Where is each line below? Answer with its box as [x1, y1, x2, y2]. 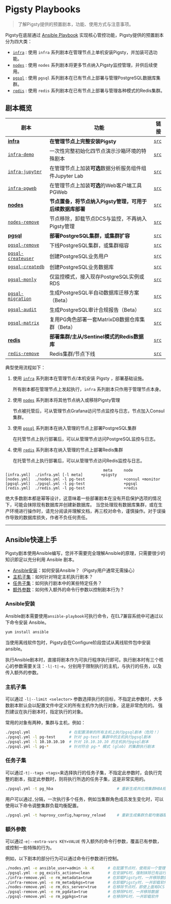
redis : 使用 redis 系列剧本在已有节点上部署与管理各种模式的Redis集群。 [12, 87, 165, 93]
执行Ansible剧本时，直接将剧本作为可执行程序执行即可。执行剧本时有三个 [5, 656, 159, 663]
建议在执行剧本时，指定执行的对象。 [9, 708, 85, 715]
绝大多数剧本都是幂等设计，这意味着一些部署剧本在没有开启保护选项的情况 [5, 495, 161, 501]
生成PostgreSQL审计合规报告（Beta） [49, 306, 140, 313]
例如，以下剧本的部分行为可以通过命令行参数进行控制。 [5, 855, 121, 861]
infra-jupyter [8, 168, 42, 175]
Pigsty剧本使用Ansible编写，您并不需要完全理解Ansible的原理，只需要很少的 [5, 550, 165, 556]
